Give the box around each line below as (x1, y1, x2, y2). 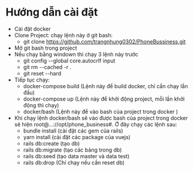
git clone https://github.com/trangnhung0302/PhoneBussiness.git (23, 38, 186, 45)
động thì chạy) (23, 101, 59, 108)
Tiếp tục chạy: (14, 76, 50, 83)
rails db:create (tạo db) (23, 140, 80, 147)
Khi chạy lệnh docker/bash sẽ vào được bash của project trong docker (14, 114, 188, 122)
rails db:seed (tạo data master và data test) (23, 152, 130, 159)
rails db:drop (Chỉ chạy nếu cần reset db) (23, 159, 125, 166)
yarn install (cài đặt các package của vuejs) (23, 133, 131, 140)
